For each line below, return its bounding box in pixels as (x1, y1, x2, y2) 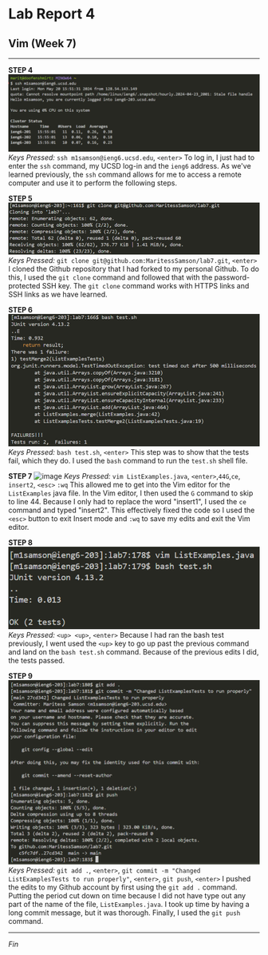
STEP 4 (8, 66, 33, 74)
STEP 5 (8, 193, 33, 203)
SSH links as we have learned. (8, 289, 108, 299)
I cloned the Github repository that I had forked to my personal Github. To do (8, 264, 259, 273)
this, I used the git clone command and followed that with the (8, 273, 213, 282)
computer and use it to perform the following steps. (8, 177, 178, 188)
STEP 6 (8, 304, 33, 314)
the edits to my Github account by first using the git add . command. (8, 882, 238, 892)
